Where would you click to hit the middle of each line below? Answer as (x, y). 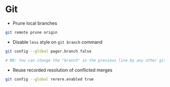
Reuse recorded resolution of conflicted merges (62, 70)
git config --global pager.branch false (49, 51)
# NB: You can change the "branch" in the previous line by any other (81, 60)
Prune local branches (35, 23)
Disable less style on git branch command (57, 42)
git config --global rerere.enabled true (50, 79)
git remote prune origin (31, 32)
